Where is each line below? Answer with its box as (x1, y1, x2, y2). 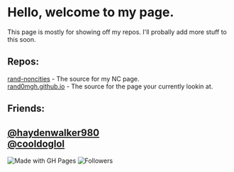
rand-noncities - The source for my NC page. (7, 74, 140, 83)
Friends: (7, 103, 45, 115)
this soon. (7, 35, 37, 43)
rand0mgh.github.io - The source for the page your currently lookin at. (7, 82, 213, 91)
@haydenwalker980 (7, 127, 100, 139)
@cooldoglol (7, 137, 65, 149)
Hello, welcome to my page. (7, 4, 174, 21)
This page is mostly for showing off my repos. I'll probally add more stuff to (7, 28, 227, 36)
